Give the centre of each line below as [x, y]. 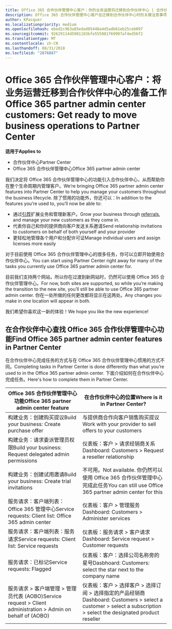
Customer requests [105, 545]
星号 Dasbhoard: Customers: [116, 563]
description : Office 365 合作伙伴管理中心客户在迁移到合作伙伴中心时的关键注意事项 [86, 15]
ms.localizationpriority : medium [41, 24]
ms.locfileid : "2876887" [32, 53]
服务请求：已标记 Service [38, 562]
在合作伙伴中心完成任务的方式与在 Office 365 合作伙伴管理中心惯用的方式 [83, 360]
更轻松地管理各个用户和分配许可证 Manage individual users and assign [87, 238]
